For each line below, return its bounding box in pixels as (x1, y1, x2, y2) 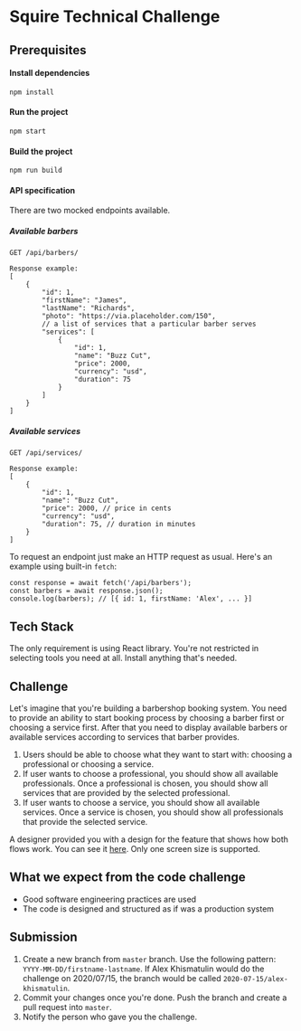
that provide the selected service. (22, 816, 148, 827)
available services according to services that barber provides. (9, 731, 240, 743)
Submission (9, 930, 79, 945)
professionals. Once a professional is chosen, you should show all (22, 778, 268, 789)
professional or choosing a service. (22, 758, 155, 770)
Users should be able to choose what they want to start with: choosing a (22, 749, 293, 760)
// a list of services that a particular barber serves (42, 319, 257, 329)
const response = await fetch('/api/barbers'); (9, 579, 193, 588)
